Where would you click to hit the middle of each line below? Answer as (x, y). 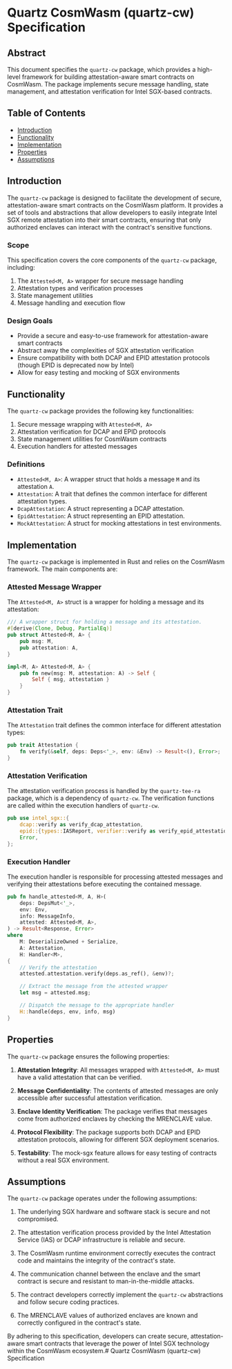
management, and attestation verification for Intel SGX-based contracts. (110, 92)
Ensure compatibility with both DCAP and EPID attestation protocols (114, 358)
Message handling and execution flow (71, 303)
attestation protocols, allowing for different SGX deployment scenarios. (118, 1139)
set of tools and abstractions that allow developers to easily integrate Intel (112, 212)
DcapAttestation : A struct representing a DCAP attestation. (101, 509)
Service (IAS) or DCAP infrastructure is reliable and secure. (101, 1240)
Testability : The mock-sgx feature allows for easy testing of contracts (117, 1153)
